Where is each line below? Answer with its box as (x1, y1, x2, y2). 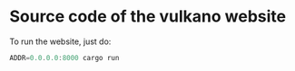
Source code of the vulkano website (9, 6, 287, 27)
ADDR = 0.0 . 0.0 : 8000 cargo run (9, 53, 120, 62)
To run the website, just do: (9, 36, 112, 47)
